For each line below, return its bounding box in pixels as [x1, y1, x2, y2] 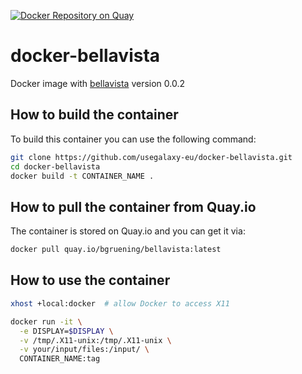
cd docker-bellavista [10, 161, 101, 172]
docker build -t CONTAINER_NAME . [10, 171, 155, 181]
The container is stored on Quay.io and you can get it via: [10, 225, 246, 237]
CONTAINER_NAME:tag [19, 354, 101, 364]
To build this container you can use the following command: [10, 133, 257, 145]
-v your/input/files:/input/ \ [19, 345, 150, 355]
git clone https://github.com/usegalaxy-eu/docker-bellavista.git [10, 152, 293, 162]
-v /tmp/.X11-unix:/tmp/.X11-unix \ [19, 335, 172, 345]
